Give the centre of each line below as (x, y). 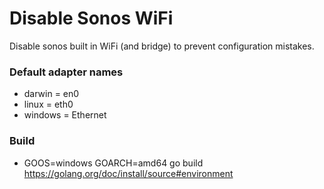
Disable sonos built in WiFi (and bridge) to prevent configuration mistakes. (162, 46)
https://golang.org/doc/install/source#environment (128, 173)
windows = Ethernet (65, 115)
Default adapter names (66, 72)
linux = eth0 (48, 104)
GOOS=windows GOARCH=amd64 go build (113, 163)
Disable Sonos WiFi (91, 18)
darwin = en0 (51, 94)
